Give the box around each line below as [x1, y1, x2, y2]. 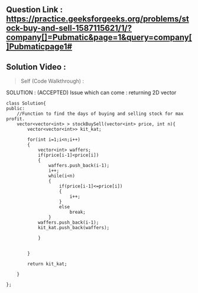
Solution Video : [6, 62, 66, 72]
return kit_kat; [27, 261, 67, 267]
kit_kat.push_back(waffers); [37, 225, 110, 231]
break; [69, 210, 86, 215]
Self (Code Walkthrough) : [20, 78, 85, 85]
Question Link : [6, 5, 63, 15]
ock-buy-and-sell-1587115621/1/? [6, 23, 132, 33]
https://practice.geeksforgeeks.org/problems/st [6, 14, 189, 24]
